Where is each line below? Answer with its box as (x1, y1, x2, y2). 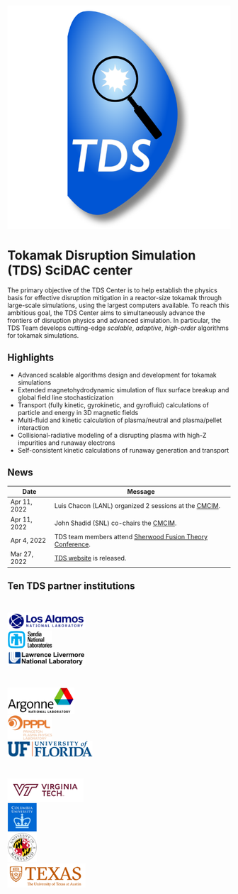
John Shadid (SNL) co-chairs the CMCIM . (54, 519, 177, 527)
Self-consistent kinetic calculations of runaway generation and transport (17, 446, 229, 454)
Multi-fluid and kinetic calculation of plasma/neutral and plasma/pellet (17, 416, 222, 424)
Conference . (54, 540, 91, 548)
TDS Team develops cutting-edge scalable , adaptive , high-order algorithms (7, 324, 229, 332)
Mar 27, (10, 550, 34, 558)
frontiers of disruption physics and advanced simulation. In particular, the (7, 316, 221, 324)
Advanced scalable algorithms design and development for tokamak (17, 370, 217, 379)
